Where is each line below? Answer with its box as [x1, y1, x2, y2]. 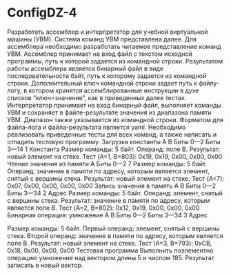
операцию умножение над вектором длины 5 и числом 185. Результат [7, 253, 215, 262]
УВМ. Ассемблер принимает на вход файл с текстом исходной [7, 50, 193, 58]
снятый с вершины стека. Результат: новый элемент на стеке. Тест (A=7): [7, 174, 225, 182]
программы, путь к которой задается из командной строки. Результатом [7, 57, 223, 65]
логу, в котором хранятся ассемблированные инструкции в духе [7, 86, 199, 95]
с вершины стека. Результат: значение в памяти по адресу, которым [7, 196, 210, 204]
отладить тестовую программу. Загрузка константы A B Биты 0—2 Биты [7, 137, 221, 146]
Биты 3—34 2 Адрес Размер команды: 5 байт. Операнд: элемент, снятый [7, 188, 223, 197]
